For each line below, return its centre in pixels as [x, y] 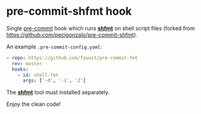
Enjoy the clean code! [34, 104]
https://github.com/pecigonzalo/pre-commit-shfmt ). [72, 34]
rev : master [27, 63]
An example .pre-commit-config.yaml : [54, 47]
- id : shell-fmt [38, 75]
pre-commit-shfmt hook [69, 11]
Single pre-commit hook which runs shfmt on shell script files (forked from [101, 28]
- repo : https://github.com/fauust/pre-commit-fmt [72, 58]
